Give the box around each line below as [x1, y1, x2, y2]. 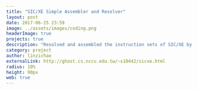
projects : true [6, 36, 44, 42]
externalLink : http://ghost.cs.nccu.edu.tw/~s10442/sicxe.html [6, 58, 166, 64]
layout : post [6, 14, 39, 20]
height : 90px [6, 69, 39, 75]
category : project [6, 47, 52, 53]
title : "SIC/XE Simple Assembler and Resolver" [6, 8, 126, 15]
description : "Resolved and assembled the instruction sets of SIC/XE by [6, 42, 193, 48]
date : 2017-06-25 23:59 [6, 20, 65, 25]
